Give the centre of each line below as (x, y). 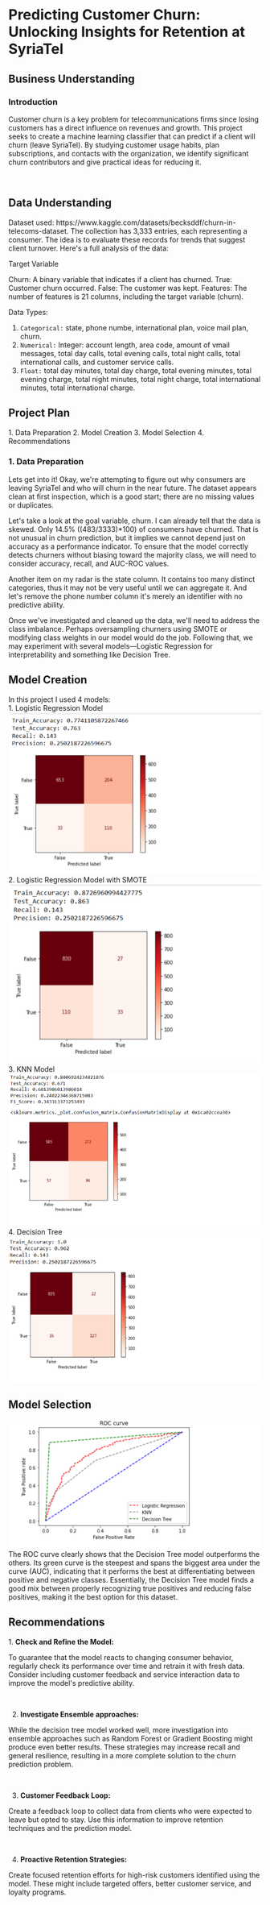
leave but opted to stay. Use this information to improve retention (116, 1820)
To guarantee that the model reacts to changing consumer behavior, (121, 1657)
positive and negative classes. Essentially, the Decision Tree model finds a (131, 1580)
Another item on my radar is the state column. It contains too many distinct (132, 579)
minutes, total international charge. (78, 388)
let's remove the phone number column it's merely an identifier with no (125, 596)
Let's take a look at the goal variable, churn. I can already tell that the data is (135, 521)
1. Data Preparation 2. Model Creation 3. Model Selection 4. (106, 432)
